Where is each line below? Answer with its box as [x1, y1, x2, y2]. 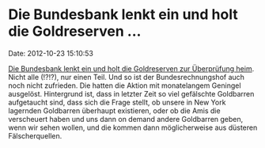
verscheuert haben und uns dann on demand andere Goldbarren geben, [8, 114, 244, 123]
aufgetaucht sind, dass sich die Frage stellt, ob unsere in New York [8, 97, 226, 107]
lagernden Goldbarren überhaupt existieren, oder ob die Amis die [8, 105, 221, 116]
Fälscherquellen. [8, 131, 62, 140]
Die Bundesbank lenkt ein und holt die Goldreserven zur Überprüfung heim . [8, 63, 255, 73]
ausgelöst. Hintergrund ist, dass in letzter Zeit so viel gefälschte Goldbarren [8, 89, 255, 98]
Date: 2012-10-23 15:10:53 [8, 48, 93, 58]
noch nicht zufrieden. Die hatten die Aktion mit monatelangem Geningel [8, 81, 241, 90]
